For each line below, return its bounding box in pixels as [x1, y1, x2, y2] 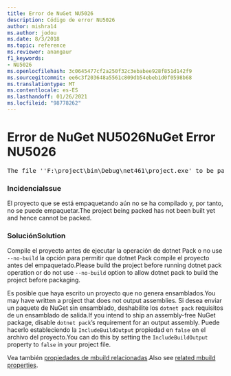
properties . [7, 361, 38, 369]
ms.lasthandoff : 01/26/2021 [7, 94, 88, 101]
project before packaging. [7, 276, 81, 284]
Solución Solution [7, 231, 66, 241]
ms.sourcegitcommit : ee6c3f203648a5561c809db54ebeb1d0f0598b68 [7, 74, 192, 81]
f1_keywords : [7, 55, 45, 62]
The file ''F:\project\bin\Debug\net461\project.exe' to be [7, 167, 214, 174]
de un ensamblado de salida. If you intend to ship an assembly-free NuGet [7, 311, 216, 320]
